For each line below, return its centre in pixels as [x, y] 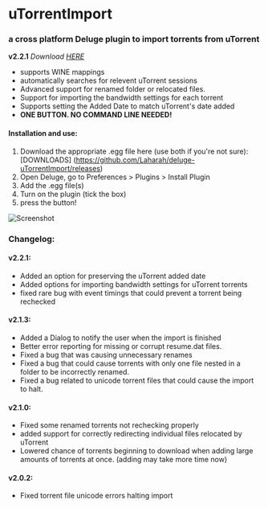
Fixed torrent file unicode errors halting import [96, 496]
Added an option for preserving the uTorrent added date [113, 276]
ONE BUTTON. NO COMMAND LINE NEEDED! [96, 115]
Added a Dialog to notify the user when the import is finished [121, 338]
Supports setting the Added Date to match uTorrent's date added [127, 106]
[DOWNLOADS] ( [48, 160]
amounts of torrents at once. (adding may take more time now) [124, 460]
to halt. [31, 389]
